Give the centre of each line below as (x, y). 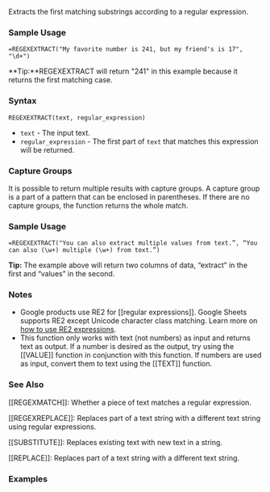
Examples (28, 478)
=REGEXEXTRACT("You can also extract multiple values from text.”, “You (133, 243)
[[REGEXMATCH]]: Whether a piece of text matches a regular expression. (130, 402)
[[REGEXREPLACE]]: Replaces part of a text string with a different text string (135, 418)
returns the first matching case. (60, 80)
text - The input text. (55, 132)
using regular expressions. (52, 427)
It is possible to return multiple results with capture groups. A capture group (134, 188)
